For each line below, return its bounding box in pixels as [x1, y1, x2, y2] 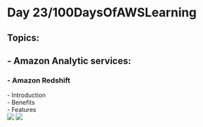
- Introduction [7, 91, 46, 100]
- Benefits [7, 98, 36, 107]
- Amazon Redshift [7, 75, 70, 85]
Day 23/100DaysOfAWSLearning [7, 5, 197, 20]
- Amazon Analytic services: [7, 55, 132, 66]
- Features [7, 106, 36, 114]
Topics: [7, 32, 40, 44]
